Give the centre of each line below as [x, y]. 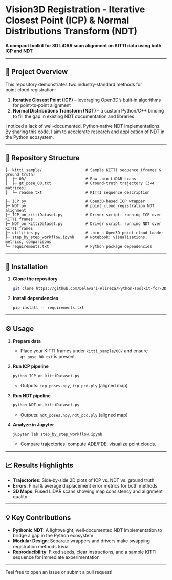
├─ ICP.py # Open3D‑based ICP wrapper [75, 201]
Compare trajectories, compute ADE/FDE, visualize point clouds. [88, 444]
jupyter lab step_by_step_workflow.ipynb [58, 434]
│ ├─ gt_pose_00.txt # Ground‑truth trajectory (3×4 [80, 183]
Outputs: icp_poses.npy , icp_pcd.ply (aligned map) [74, 385]
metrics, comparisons [28, 242]
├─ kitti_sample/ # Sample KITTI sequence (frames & [83, 170]
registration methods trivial [41, 547]
